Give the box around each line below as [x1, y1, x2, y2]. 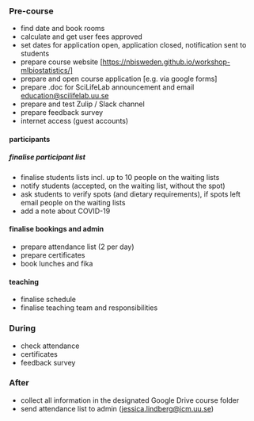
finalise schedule [20, 295, 77, 304]
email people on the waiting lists [20, 197, 126, 207]
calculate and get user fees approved [20, 32, 143, 41]
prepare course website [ [20, 57, 104, 67]
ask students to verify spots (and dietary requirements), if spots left [20, 189, 241, 199]
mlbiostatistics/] [20, 66, 74, 75]
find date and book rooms [20, 24, 105, 33]
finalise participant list [9, 152, 86, 162]
